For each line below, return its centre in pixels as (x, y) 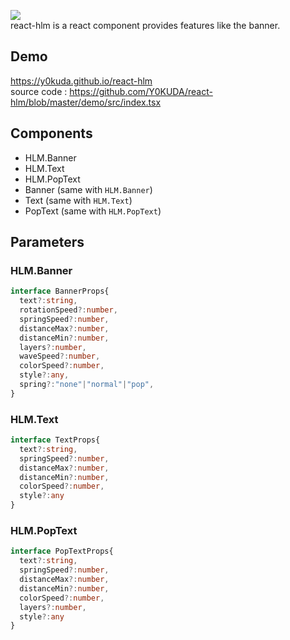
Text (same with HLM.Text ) (78, 200)
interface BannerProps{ (60, 291)
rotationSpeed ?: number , (68, 310)
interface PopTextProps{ (62, 551)
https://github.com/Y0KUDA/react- (141, 91)
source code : (39, 91)
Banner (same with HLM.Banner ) (88, 189)
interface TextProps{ (55, 440)
